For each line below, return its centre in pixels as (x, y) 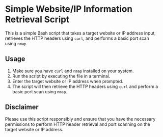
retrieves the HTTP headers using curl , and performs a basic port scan (77, 38)
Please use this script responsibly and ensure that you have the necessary (80, 119)
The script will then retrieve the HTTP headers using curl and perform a (85, 86)
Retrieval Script (37, 19)
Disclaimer (22, 107)
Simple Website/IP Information (69, 9)
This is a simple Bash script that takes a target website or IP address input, (81, 33)
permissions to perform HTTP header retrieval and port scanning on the (78, 124)
